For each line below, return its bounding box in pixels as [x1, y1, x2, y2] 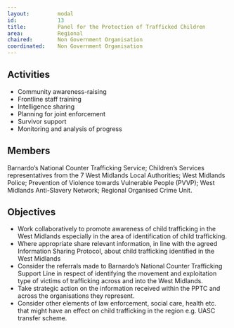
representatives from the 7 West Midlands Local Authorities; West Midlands [7, 171, 226, 179]
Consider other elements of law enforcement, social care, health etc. [17, 299, 216, 308]
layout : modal [7, 10, 74, 18]
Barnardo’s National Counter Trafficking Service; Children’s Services [7, 163, 205, 172]
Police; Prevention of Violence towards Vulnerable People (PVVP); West [7, 178, 215, 186]
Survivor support [17, 117, 67, 125]
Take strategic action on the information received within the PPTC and [17, 285, 221, 293]
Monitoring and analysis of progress [17, 124, 123, 133]
